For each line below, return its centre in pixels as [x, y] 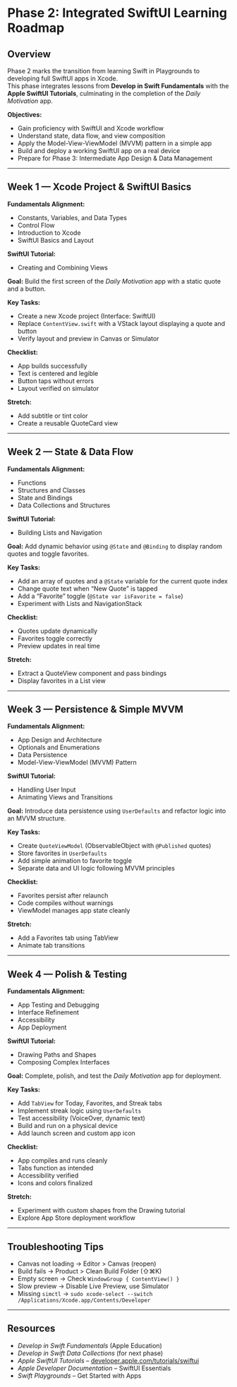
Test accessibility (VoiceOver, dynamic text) [81, 1118]
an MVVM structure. [37, 818]
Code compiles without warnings [66, 903]
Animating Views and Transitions [65, 797]
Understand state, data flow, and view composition [91, 136]
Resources [31, 1329]
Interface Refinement [48, 1012]
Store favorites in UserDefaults [62, 853]
